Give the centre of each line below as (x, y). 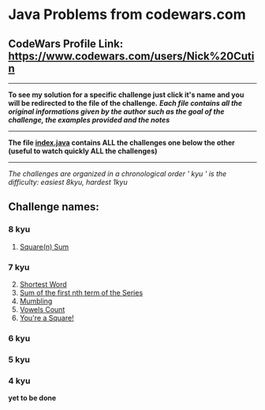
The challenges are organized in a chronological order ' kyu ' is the (118, 174)
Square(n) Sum (44, 246)
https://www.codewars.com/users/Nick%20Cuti (131, 56)
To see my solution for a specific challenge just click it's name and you (126, 95)
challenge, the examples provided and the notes (89, 120)
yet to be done (32, 398)
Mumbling (36, 301)
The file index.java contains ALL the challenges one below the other (121, 143)
